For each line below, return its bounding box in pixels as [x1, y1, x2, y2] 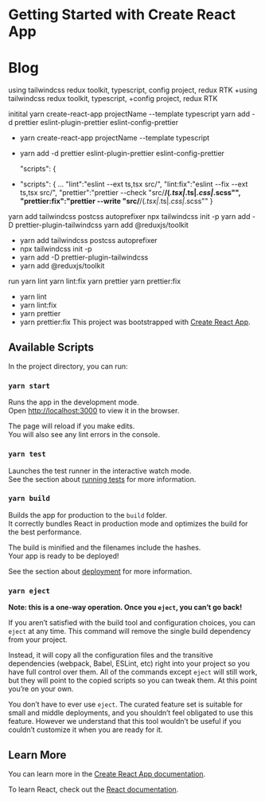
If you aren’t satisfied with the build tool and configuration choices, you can [8, 618, 256, 628]
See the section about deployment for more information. [8, 566, 193, 576]
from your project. [8, 635, 68, 644]
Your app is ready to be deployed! [8, 551, 119, 561]
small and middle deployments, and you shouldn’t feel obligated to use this [8, 708, 253, 718]
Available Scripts [8, 340, 94, 354]
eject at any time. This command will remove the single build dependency [8, 627, 251, 636]
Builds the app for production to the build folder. [8, 510, 168, 519]
